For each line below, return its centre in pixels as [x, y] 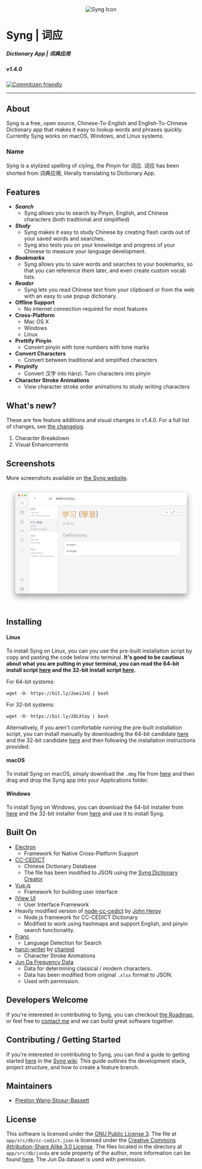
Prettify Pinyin [33, 341]
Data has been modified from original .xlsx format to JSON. [98, 975]
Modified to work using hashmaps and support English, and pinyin [106, 924]
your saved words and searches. [64, 239]
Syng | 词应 [35, 35]
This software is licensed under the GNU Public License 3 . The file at [91, 1134]
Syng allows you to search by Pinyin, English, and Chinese [96, 213]
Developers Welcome [47, 1000]
